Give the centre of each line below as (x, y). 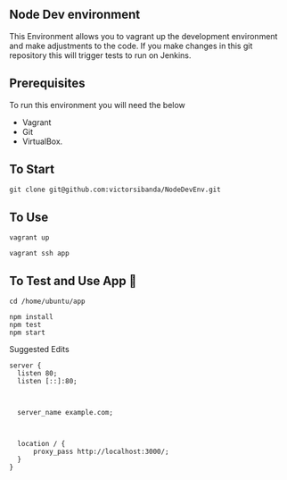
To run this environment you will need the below (97, 105)
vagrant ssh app (39, 254)
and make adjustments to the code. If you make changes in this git (131, 46)
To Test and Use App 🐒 (73, 281)
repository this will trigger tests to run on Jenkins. (100, 55)
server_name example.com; (66, 413)
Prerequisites (47, 84)
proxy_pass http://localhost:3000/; (101, 452)
